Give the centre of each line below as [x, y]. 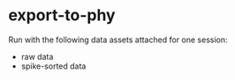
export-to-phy [62, 15]
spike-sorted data [53, 66]
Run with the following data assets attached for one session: [118, 40]
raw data [37, 56]
